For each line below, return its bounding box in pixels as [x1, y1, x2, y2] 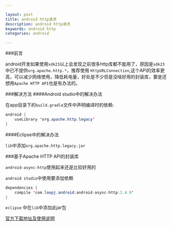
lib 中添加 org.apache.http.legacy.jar [5, 142, 85, 148]
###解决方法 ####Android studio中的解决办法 [5, 91, 102, 97]
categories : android [5, 31, 50, 36]
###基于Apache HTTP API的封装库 [5, 153, 79, 159]
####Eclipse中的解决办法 [5, 131, 59, 138]
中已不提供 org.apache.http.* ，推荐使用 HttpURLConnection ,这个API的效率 [5, 67, 160, 74]
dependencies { [5, 185, 38, 190]
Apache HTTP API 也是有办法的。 [14, 80, 80, 86]
